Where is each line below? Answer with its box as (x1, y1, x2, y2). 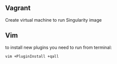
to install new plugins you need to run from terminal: (5, 44, 112, 50)
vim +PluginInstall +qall (5, 54, 59, 59)
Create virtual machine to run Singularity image (5, 17, 102, 23)
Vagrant (5, 4, 31, 12)
